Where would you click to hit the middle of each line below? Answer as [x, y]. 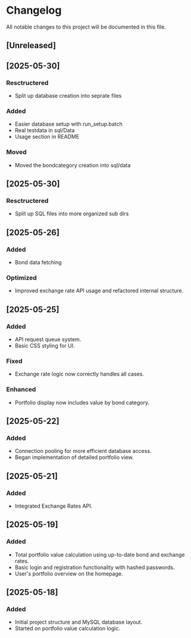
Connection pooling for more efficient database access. [83, 451]
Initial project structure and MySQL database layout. [79, 622]
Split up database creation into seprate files [68, 96]
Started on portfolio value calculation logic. [68, 628]
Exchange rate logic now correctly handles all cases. [79, 374]
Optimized [21, 277]
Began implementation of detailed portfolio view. [74, 457]
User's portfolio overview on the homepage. [69, 573]
